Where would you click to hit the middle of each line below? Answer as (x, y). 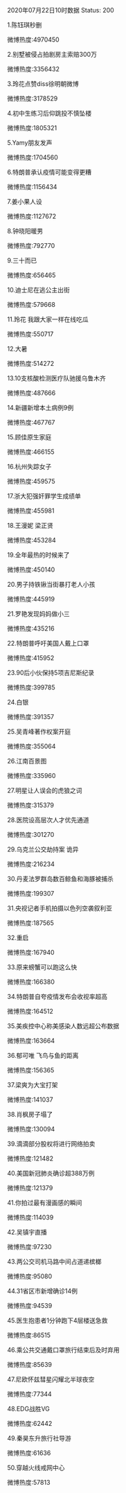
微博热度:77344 (29, 1394)
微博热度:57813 (29, 1482)
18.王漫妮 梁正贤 (30, 525)
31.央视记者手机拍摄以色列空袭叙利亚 (60, 908)
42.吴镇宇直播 (27, 1232)
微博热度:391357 (30, 717)
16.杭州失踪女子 (29, 467)
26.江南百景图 (27, 761)
